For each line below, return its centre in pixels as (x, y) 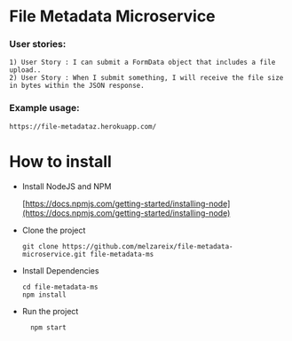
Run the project (50, 311)
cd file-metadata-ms (60, 287)
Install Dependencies (60, 270)
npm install (44, 295)
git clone (40, 246)
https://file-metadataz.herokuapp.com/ (83, 126)
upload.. (25, 70)
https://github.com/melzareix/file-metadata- (147, 246)
